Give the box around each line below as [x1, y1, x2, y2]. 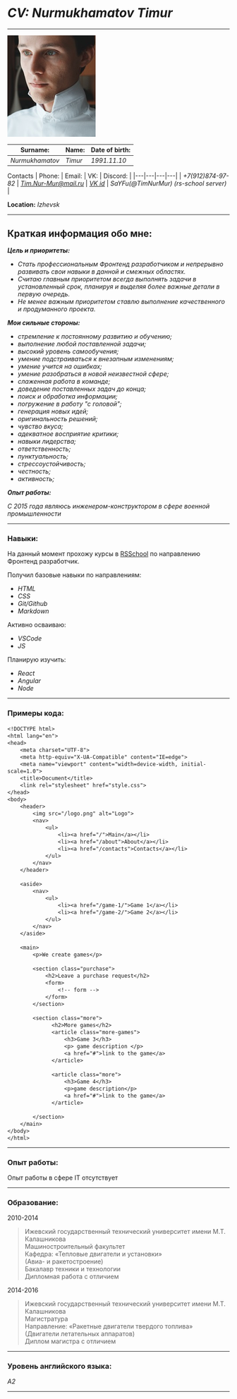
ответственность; [17, 444, 71, 453]
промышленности [7, 509, 61, 518]
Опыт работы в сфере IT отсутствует [7, 1173, 119, 1182]
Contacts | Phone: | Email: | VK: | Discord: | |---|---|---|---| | [7, 171, 182, 181]
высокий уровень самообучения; [17, 347, 119, 356]
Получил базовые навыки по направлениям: [7, 571, 142, 579]
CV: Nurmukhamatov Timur [7, 5, 173, 21]
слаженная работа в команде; [17, 377, 111, 385]
